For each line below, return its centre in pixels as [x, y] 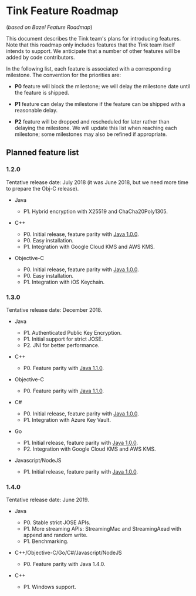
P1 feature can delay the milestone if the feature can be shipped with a [100, 104]
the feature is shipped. [42, 92]
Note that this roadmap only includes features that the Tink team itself [90, 45]
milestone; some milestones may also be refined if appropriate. [91, 134]
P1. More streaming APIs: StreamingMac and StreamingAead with [102, 529]
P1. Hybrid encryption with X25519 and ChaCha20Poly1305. [96, 211]
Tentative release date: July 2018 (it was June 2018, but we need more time [97, 182]
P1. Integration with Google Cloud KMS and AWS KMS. [89, 247]
